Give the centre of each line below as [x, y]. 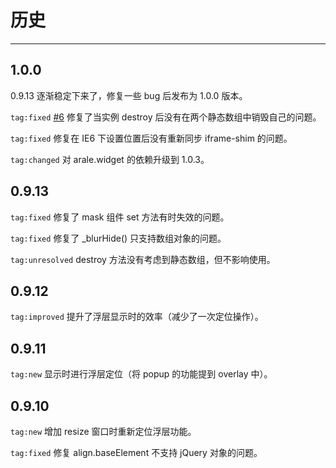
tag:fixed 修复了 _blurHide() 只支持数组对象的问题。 [118, 238]
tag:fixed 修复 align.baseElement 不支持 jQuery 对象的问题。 [136, 452]
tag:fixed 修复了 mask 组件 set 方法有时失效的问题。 [120, 217]
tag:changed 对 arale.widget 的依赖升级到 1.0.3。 [110, 159]
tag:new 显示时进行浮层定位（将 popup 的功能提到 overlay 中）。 [141, 374]
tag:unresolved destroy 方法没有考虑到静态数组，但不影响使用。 [143, 259]
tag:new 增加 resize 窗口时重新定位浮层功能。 [103, 431]
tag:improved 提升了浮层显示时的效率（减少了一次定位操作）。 [137, 317]
